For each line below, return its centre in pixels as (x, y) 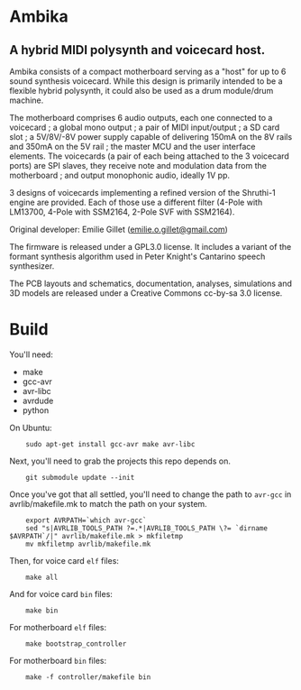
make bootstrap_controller (76, 644)
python (36, 410)
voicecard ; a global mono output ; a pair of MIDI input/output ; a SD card (145, 127)
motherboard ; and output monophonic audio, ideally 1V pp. (119, 175)
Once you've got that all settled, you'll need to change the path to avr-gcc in (150, 494)
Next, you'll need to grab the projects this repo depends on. (120, 461)
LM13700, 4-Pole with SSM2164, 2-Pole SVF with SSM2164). (122, 212)
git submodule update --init (80, 477)
